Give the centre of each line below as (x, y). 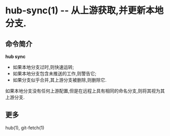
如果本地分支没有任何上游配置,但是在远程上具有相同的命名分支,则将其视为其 (85, 91)
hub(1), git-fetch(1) (25, 128)
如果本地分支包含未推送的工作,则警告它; (55, 73)
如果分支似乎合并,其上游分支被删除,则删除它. (59, 80)
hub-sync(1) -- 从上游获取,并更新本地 (84, 11)
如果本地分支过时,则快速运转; (43, 67)
